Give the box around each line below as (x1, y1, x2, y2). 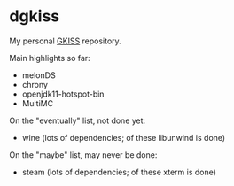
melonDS (21, 69, 56, 81)
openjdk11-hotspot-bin (21, 89, 105, 99)
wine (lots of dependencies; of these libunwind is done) (21, 132, 226, 143)
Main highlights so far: (9, 52, 90, 63)
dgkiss (9, 6, 60, 27)
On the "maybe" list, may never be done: (9, 149, 158, 160)
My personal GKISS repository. (9, 35, 121, 46)
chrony (21, 79, 49, 89)
